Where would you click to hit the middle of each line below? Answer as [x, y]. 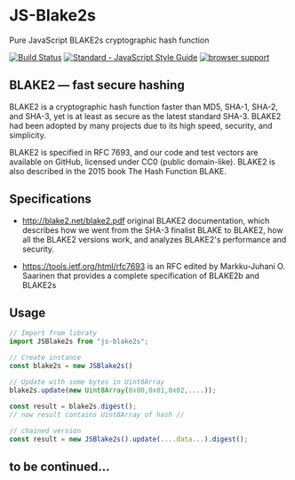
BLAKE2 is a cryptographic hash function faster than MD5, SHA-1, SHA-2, [144, 107]
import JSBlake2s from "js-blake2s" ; [79, 342]
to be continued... [60, 467]
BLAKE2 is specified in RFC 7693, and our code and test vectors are [134, 152]
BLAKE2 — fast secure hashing [97, 85]
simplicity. [28, 135]
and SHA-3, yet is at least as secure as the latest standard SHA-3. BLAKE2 [145, 116]
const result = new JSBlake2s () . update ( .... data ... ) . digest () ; [129, 440]
